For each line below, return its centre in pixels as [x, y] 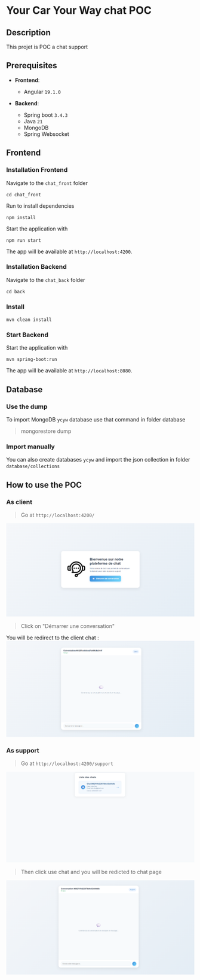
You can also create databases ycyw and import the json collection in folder [98, 460]
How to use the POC [44, 485]
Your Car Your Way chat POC [79, 10]
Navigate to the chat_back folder [46, 280]
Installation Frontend [37, 170]
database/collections [33, 467]
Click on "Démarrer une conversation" [68, 626]
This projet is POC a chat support [47, 47]
